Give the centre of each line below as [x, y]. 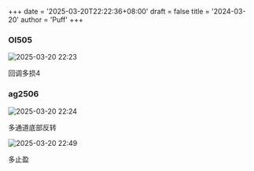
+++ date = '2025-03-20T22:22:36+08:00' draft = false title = [109, 11]
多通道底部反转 [32, 127]
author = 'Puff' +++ [52, 20]
